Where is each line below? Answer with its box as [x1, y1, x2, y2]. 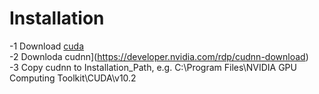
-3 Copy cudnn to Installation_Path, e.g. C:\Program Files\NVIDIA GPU [9, 61, 297, 73]
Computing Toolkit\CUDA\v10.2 [9, 72, 137, 84]
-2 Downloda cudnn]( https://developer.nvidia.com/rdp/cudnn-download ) [9, 50, 309, 62]
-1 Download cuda [9, 40, 85, 52]
